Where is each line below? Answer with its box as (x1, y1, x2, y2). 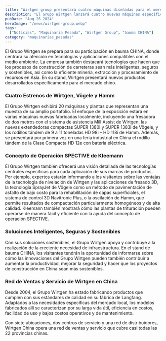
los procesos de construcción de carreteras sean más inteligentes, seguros (5, 64, 159, 70)
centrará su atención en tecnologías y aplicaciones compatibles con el (5, 53, 149, 59)
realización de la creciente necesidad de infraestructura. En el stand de (5, 245, 151, 251)
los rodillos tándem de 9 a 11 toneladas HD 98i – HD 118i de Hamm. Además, (5, 129, 160, 136)
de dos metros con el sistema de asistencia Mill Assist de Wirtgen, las (5, 119, 147, 125)
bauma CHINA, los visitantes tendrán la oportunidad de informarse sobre (5, 250, 154, 256)
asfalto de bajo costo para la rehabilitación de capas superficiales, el (5, 189, 145, 195)
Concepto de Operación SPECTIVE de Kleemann (5, 152, 124, 159)
